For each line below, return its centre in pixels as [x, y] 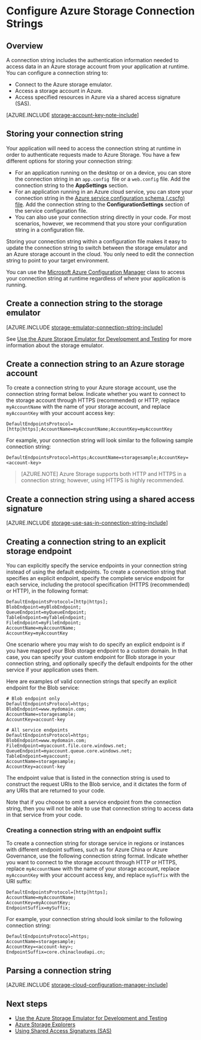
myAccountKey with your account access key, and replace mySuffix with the [98, 875]
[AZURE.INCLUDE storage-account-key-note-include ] [73, 115]
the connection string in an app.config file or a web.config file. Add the [102, 179]
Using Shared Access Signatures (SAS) [63, 1030]
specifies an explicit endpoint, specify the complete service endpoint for [95, 578]
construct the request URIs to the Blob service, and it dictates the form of [97, 784]
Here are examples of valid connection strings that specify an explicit [92, 681]
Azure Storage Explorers [45, 1024]
